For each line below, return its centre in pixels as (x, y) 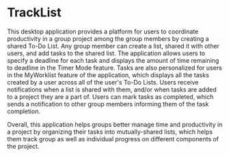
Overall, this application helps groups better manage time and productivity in (115, 124)
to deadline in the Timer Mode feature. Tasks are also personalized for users (114, 68)
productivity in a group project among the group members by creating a (108, 38)
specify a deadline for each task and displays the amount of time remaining (113, 60)
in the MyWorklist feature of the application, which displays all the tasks (108, 75)
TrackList (34, 13)
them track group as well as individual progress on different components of (113, 139)
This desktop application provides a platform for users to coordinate (103, 31)
